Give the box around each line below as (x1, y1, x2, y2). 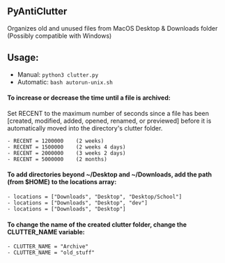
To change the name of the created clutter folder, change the (7, 220, 187, 229)
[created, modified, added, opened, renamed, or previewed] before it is (7, 117, 212, 125)
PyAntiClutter (7, 6, 68, 17)
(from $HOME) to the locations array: (7, 178, 117, 186)
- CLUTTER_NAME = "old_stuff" (7, 249, 95, 257)
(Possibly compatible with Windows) (7, 31, 112, 40)
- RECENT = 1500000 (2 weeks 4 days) (7, 143, 127, 151)
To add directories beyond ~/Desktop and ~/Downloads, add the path (7, 170, 212, 179)
